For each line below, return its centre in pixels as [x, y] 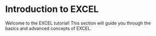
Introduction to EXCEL [52, 9]
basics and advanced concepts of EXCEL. [48, 28]
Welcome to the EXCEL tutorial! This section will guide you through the [78, 23]
